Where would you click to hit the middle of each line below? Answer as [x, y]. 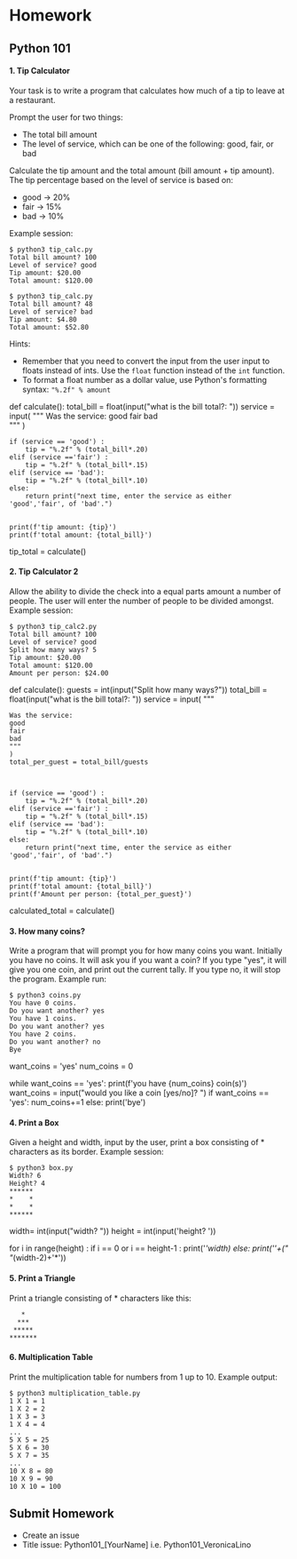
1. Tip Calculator [40, 71]
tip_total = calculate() [48, 551]
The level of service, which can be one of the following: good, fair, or [148, 144]
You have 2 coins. [43, 1034]
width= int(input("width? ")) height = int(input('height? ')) [113, 1231]
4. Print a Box [34, 1122]
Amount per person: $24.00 [59, 673]
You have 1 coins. [43, 1019]
